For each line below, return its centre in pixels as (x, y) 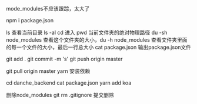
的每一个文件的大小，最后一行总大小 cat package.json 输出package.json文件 (99, 47)
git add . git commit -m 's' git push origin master (64, 59)
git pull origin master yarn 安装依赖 (48, 71)
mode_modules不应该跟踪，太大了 (48, 9)
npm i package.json (30, 20)
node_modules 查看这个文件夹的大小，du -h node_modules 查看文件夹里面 (97, 40)
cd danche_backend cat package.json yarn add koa (69, 83)
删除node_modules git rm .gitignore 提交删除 (60, 95)
